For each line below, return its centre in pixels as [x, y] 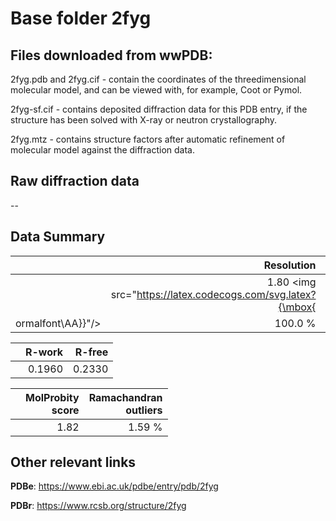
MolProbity [52, 397]
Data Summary [58, 237]
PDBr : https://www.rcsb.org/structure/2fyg [98, 506]
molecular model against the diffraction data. [102, 150]
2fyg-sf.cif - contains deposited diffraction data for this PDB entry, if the [159, 109]
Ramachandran [125, 397]
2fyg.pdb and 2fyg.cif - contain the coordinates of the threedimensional [158, 79]
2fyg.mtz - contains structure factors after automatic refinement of [148, 139]
